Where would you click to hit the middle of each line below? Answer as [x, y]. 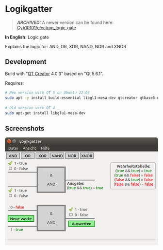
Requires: [15, 83]
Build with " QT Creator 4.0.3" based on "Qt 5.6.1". [54, 74]
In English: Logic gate [27, 37]
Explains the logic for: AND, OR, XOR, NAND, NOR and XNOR [65, 46]
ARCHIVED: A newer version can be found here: [65, 22]
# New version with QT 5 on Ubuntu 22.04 [48, 93]
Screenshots [25, 128]
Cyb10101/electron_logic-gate [46, 27]
